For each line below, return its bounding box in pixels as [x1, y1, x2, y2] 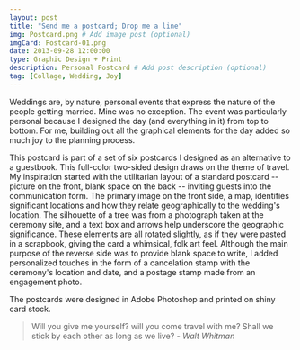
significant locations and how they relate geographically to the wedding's [9, 200, 280, 211]
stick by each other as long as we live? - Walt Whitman [31, 330, 235, 341]
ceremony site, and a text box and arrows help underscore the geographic [9, 219, 285, 229]
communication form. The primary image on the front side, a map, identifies [9, 190, 290, 201]
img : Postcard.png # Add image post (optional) [9, 30, 191, 39]
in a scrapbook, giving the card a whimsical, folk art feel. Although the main [9, 238, 289, 248]
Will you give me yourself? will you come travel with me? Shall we [31, 320, 274, 331]
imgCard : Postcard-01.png [9, 38, 106, 48]
